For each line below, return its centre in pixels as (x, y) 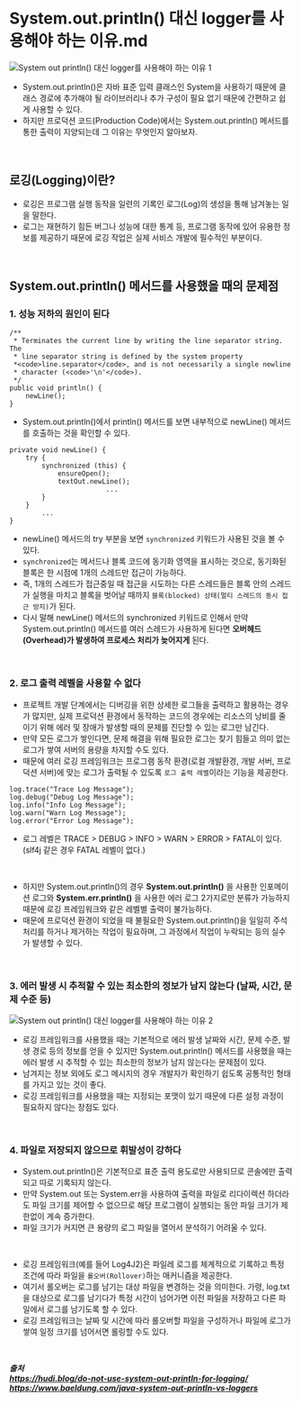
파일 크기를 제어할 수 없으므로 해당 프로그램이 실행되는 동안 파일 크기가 (155, 1205)
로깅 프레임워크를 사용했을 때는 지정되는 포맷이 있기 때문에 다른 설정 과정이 (153, 1096)
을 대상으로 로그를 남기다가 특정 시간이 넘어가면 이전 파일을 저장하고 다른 (149, 1298)
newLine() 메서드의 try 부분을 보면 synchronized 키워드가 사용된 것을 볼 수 (154, 539)
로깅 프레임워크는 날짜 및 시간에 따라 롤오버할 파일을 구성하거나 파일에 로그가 (157, 1321)
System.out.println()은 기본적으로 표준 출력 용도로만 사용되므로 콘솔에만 (149, 1171)
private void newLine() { (58, 450)
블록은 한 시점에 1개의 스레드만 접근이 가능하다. (104, 573)
